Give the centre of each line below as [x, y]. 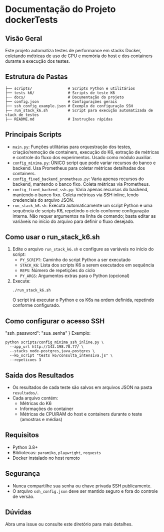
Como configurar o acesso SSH [55, 321]
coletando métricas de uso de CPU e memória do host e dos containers [79, 56]
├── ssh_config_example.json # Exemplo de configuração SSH [69, 106]
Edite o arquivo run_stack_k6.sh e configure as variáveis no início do [83, 249]
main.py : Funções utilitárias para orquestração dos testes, [72, 147]
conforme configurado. [36, 305]
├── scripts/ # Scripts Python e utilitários [70, 88]
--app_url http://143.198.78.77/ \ [47, 347]
